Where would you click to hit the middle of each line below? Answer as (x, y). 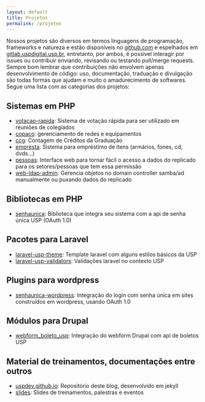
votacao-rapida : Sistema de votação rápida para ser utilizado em (97, 121)
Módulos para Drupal (48, 321)
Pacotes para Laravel (48, 239)
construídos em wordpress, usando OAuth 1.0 (73, 301)
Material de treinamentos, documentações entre (101, 361)
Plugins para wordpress (53, 280)
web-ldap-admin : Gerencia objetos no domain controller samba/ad (99, 173)
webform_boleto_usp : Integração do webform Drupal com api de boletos (107, 336)
